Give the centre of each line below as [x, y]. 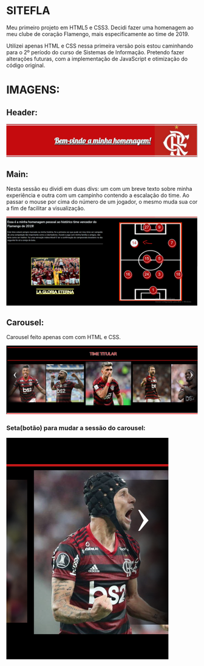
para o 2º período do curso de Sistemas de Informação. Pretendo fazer [95, 52]
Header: [22, 113]
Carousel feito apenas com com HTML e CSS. [64, 337]
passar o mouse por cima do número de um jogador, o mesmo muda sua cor [102, 202]
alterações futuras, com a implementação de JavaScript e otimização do [97, 59]
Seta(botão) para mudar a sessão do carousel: [76, 428]
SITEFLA [28, 11]
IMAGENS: [33, 90]
